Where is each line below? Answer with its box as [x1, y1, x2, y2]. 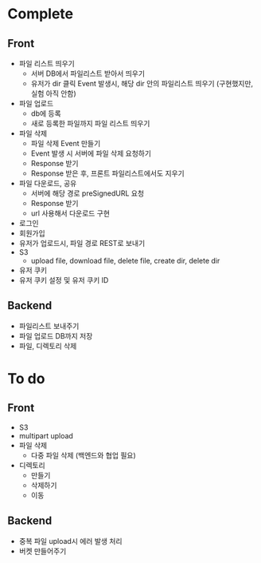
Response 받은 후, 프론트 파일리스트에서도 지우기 [30, 169, 185, 178]
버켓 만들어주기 [18, 546, 67, 556]
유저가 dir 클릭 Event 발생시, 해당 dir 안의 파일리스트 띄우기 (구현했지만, [30, 79, 254, 88]
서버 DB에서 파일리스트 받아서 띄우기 [30, 69, 145, 78]
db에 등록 [30, 109, 61, 118]
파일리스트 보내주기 [18, 321, 80, 331]
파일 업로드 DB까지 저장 [18, 331, 93, 340]
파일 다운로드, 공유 [18, 179, 77, 188]
